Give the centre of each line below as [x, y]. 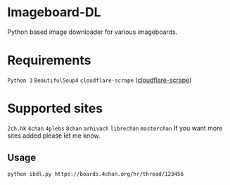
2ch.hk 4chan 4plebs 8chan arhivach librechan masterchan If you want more [115, 128]
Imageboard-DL [54, 12]
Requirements [49, 60]
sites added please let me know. [54, 136]
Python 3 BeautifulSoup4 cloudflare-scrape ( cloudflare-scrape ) [100, 80]
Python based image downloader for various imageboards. [92, 32]
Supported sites [55, 108]
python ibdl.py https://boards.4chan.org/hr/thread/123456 [96, 174]
